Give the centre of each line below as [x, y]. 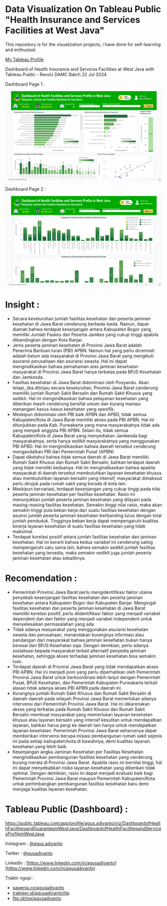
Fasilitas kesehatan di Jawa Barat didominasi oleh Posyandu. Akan [81, 382]
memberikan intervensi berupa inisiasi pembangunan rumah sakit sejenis [87, 736]
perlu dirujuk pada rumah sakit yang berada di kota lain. [70, 483]
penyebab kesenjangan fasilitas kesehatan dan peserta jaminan [78, 597]
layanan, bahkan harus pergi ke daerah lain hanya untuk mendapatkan [84, 725]
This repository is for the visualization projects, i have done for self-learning [83, 44]
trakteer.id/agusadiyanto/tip [41, 893]
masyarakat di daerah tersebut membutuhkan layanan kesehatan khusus [87, 473]
